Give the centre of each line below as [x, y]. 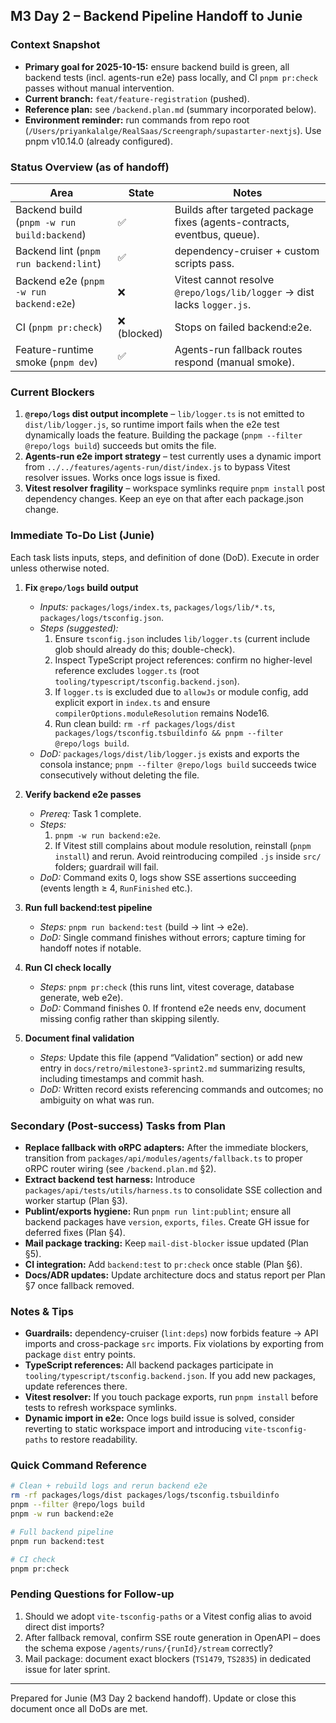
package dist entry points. [80, 1355]
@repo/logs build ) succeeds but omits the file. [120, 446]
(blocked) [140, 333]
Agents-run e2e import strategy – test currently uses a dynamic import [173, 456]
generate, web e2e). [81, 997]
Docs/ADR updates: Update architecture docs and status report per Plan [175, 1275]
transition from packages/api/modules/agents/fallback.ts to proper [163, 1158]
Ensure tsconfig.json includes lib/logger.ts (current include [182, 638]
